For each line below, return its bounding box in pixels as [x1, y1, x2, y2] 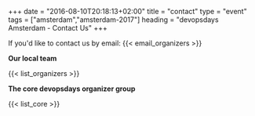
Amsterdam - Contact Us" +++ [8, 24, 107, 32]
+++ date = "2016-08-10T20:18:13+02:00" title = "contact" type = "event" [8, 7, 247, 16]
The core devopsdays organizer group [8, 84, 136, 93]
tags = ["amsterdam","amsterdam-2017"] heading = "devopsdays [8, 15, 219, 24]
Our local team [8, 54, 57, 63]
